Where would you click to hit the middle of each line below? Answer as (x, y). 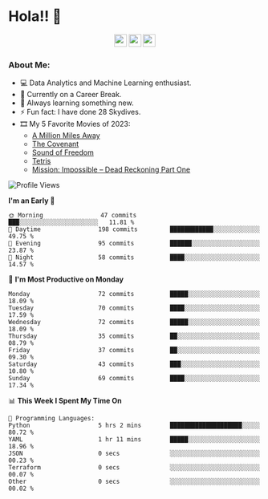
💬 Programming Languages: (51, 419)
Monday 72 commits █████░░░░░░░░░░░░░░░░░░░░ (134, 294)
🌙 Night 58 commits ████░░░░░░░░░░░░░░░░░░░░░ (134, 258)
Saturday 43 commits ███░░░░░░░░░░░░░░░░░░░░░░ (134, 364)
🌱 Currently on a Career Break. (71, 95)
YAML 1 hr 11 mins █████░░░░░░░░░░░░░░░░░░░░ (134, 440)
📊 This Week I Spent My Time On (65, 401)
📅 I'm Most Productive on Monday (66, 279)
